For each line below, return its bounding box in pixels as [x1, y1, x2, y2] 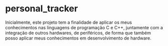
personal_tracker [5, 3, 78, 14]
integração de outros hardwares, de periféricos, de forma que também [5, 30, 151, 36]
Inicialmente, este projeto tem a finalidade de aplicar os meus [5, 19, 132, 25]
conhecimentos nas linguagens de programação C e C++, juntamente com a [5, 24, 163, 30]
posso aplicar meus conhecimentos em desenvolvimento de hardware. [5, 35, 151, 41]
